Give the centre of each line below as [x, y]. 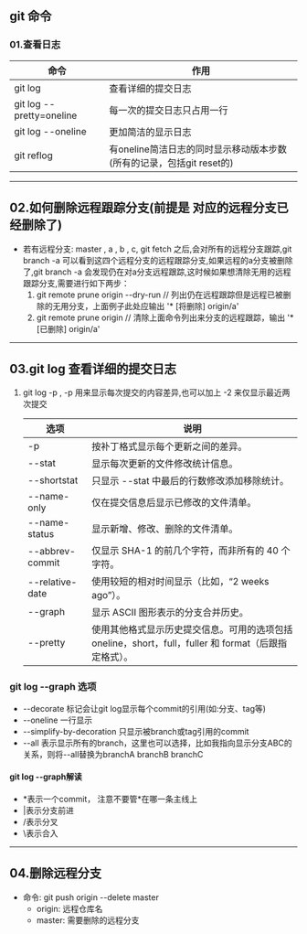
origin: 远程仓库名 [69, 908]
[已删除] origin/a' [68, 328]
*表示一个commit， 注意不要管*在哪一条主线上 [110, 799]
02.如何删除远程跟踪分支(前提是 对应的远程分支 [143, 208]
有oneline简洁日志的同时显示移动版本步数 [198, 149]
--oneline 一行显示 [58, 720]
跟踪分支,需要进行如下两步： [76, 283]
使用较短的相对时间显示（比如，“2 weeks [180, 582]
